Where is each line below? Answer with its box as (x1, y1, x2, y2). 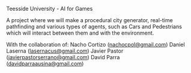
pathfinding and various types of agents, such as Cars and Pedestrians (6, 23, 182, 30)
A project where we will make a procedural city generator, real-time (6, 17, 173, 23)
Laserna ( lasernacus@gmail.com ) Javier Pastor (6, 47, 124, 54)
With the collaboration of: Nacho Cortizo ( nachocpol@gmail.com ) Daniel (6, 41, 185, 48)
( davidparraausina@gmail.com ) (6, 60, 84, 67)
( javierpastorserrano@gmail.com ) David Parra (6, 54, 120, 60)
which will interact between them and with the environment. (6, 29, 154, 36)
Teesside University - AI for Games (6, 5, 93, 12)
